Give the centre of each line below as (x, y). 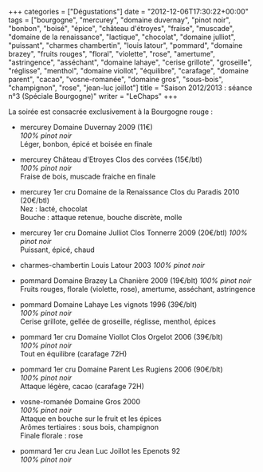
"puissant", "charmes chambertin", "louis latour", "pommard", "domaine (126, 45)
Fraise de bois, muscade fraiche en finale (88, 176)
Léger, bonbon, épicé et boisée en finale (86, 144)
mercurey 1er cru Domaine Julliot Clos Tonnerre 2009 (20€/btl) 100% (133, 233)
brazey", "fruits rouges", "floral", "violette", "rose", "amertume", (112, 54)
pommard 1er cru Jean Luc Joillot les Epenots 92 (100, 451)
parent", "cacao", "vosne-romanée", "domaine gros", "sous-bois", (116, 79)
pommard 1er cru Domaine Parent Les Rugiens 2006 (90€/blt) (121, 369)
